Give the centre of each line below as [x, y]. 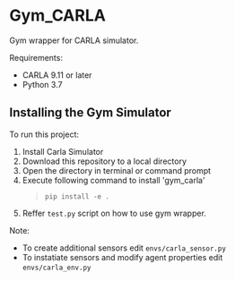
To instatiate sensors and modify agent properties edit [122, 257]
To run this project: [44, 134]
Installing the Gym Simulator [91, 113]
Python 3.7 [42, 84]
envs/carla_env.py [57, 268]
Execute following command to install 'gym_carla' [113, 180]
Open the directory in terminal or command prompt [117, 170]
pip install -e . [77, 196]
